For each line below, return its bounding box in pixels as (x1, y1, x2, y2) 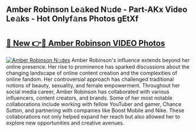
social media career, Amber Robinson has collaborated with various (6, 88, 170, 95)
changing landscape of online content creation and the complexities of (6, 70, 178, 76)
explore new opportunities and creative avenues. (6, 120, 125, 126)
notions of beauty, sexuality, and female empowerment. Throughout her (6, 82, 181, 89)
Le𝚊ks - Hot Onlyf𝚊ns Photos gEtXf (6, 14, 139, 24)
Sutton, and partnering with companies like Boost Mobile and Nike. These (6, 107, 184, 114)
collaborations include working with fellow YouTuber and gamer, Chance (6, 101, 182, 107)
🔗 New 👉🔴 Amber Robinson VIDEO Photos (6, 38, 165, 48)
